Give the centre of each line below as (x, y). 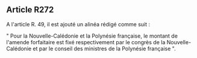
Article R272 (30, 10)
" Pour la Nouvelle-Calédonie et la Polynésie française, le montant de (92, 36)
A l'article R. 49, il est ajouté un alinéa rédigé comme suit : (78, 24)
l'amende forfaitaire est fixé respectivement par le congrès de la (86, 42)
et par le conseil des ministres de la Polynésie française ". (104, 48)
